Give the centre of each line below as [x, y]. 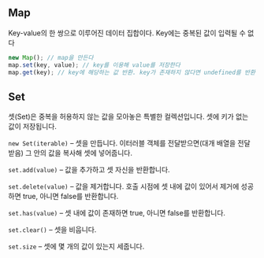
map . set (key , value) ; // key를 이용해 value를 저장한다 [95, 65]
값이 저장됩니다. [33, 127]
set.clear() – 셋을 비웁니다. [52, 230]
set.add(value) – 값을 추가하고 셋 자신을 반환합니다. [89, 170]
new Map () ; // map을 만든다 [51, 57]
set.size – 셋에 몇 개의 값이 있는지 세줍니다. [76, 246]
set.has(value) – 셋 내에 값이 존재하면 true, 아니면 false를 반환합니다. [117, 213]
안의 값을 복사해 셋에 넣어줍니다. [83, 153]
